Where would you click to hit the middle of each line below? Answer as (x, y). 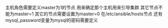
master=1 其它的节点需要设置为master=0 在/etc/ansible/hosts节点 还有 (88, 14)
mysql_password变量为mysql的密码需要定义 (52, 20)
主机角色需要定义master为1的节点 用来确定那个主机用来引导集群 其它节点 (82, 7)
